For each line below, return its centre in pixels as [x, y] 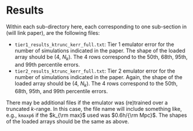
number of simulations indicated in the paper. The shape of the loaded [100, 50]
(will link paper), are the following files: [53, 32]
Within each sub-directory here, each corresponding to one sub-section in [96, 27]
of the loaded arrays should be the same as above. [68, 121]
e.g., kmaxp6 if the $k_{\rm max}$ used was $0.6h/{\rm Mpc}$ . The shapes [96, 115]
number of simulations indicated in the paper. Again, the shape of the [99, 77]
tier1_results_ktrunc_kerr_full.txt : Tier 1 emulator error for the [94, 44]
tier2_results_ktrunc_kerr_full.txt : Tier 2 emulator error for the [95, 71]
